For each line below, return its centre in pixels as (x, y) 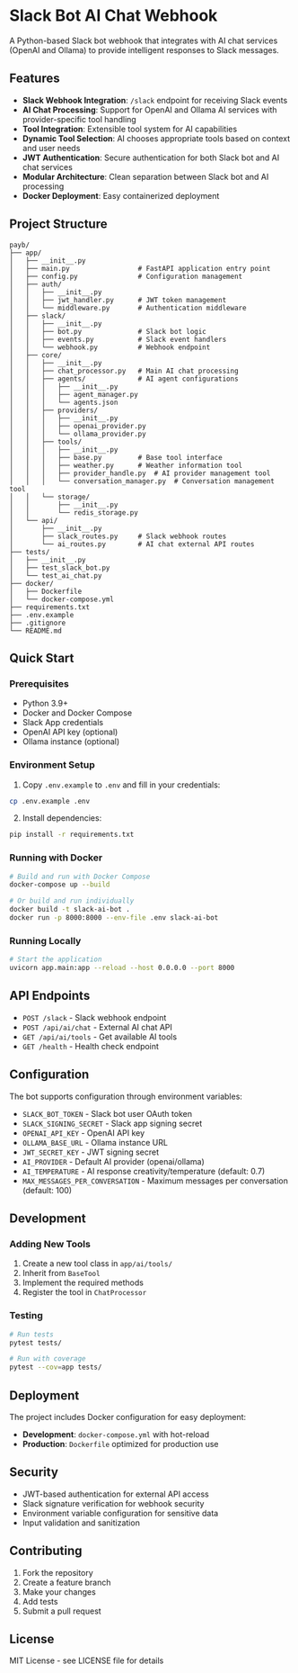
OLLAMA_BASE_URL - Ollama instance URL (95, 1142)
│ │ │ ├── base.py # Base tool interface (116, 457)
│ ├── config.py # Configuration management (126, 276)
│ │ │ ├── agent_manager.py (74, 394)
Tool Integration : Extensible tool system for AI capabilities (130, 129)
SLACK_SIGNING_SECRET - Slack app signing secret (112, 1123)
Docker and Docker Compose (77, 713)
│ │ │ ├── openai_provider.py (78, 426)
